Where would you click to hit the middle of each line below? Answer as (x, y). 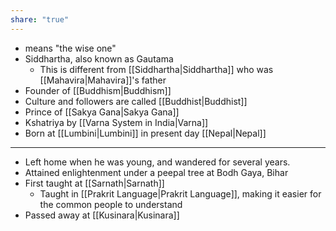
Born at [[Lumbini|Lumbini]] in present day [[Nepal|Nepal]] (145, 133)
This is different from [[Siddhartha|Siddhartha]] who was (156, 69)
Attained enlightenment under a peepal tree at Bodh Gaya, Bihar (156, 172)
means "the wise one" (70, 48)
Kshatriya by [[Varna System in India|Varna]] (116, 122)
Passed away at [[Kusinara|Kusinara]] (102, 215)
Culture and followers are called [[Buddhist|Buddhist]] (136, 101)
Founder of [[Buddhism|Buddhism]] (98, 90)
